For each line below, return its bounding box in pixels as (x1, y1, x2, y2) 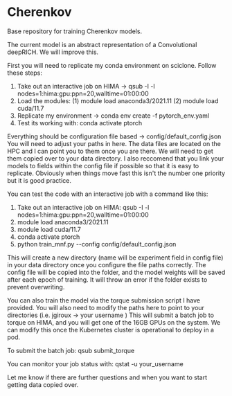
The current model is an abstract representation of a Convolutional (7, 40, 197, 48)
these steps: (7, 69, 43, 77)
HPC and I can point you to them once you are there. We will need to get (7, 147, 213, 155)
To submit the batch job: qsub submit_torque (7, 346, 135, 354)
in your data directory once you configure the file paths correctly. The (7, 260, 206, 269)
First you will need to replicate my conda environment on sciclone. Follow (7, 61, 217, 69)
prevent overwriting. (7, 282, 65, 291)
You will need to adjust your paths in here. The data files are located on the (7, 139, 222, 147)
